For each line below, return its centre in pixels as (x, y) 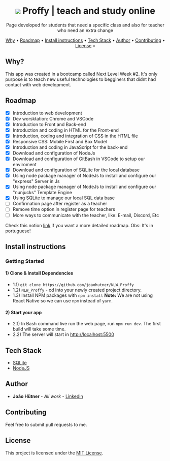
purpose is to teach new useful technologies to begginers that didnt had (81, 79)
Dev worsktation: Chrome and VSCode (53, 118)
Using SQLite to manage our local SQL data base (64, 198)
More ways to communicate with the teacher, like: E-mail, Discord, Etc (86, 215)
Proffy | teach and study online (89, 11)
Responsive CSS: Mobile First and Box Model (60, 141)
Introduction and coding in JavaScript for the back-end (70, 147)
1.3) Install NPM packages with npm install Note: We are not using (83, 295)
